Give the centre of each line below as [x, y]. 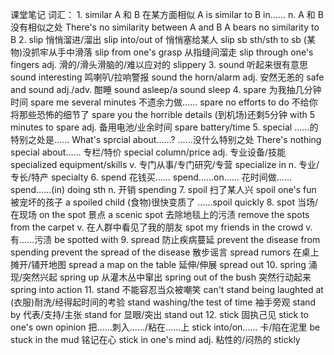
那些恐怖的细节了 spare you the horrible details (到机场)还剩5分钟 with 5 [166, 114]
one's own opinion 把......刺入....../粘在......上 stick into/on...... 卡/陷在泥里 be [165, 327]
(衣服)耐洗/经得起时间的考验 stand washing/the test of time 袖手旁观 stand [163, 302]
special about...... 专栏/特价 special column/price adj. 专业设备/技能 [148, 152]
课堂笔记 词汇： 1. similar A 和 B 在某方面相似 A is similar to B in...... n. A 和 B [167, 14]
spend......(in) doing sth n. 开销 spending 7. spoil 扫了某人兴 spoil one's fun [163, 189]
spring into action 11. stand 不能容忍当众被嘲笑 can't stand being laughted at [167, 289]
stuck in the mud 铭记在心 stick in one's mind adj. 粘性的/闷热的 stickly [155, 339]
